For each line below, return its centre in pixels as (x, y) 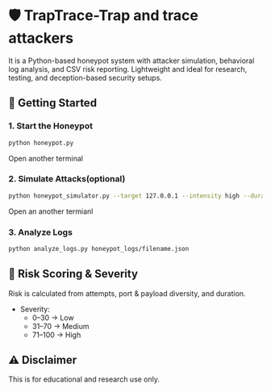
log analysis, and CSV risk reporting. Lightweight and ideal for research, (128, 69)
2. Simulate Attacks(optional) (67, 179)
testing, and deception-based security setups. (85, 77)
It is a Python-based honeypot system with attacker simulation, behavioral (131, 60)
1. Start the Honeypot (50, 126)
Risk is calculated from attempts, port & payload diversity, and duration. (127, 293)
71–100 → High (56, 335)
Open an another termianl (51, 211)
